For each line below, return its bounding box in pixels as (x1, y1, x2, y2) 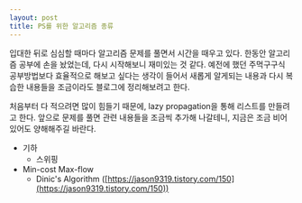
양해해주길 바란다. (32, 123, 96, 134)
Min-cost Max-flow (22, 163, 95, 174)
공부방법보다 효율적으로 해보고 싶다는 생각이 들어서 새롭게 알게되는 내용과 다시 (9, 69, 284, 81)
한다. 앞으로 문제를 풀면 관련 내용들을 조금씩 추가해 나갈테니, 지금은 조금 (18, 112, 271, 123)
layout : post (9, 13, 59, 23)
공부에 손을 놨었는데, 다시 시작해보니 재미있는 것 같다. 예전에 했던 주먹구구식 (18, 59, 286, 69)
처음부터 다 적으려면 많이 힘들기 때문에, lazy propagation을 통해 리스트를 (9, 100, 267, 111)
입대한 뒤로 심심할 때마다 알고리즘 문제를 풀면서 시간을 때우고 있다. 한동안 (9, 47, 267, 59)
